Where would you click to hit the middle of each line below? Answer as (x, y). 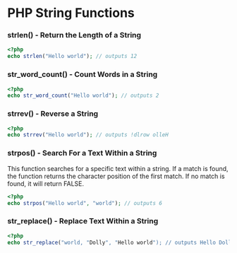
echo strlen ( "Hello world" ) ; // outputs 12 (72, 57)
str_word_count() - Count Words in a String (83, 74)
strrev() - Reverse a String (53, 114)
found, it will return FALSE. (46, 183)
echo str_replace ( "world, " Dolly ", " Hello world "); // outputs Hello (112, 242)
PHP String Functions (71, 13)
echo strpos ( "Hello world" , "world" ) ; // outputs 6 (85, 203)
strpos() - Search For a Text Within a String (82, 153)
